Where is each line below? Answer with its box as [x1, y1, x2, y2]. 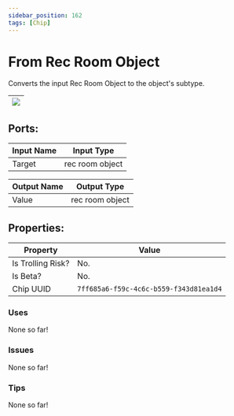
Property [23, 245, 58, 256]
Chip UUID [12, 284, 51, 295]
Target [12, 158, 37, 169]
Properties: [8, 221, 64, 235]
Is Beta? [12, 271, 42, 282]
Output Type [75, 181, 124, 192]
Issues [8, 344, 35, 355]
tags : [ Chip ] [8, 19, 51, 27]
